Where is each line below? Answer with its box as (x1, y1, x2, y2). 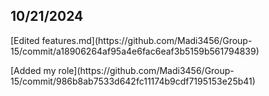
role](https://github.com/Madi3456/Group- (58, 64, 235, 76)
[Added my (10, 64, 57, 76)
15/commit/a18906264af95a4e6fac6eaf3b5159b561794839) (10, 45, 260, 57)
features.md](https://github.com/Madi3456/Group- (41, 34, 253, 46)
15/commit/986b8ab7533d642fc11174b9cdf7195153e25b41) (10, 75, 256, 87)
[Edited (10, 34, 40, 46)
